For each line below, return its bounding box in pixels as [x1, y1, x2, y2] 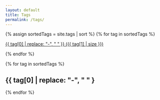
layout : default [5, 7, 40, 13]
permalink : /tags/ [5, 17, 44, 22]
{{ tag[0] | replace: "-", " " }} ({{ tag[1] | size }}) [5, 41, 104, 47]
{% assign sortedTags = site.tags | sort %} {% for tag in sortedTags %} [5, 31, 155, 37]
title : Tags [5, 12, 31, 17]
